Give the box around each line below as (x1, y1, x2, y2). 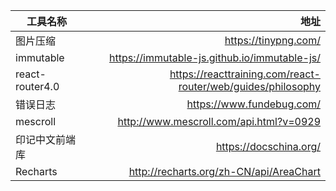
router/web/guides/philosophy (178, 80, 321, 93)
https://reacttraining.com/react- (169, 67, 321, 81)
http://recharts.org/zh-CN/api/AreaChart (128, 165, 321, 178)
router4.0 (15, 80, 60, 93)
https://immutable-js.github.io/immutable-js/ (109, 51, 321, 64)
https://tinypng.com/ (224, 34, 321, 47)
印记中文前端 (15, 133, 77, 146)
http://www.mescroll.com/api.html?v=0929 (117, 115, 321, 128)
